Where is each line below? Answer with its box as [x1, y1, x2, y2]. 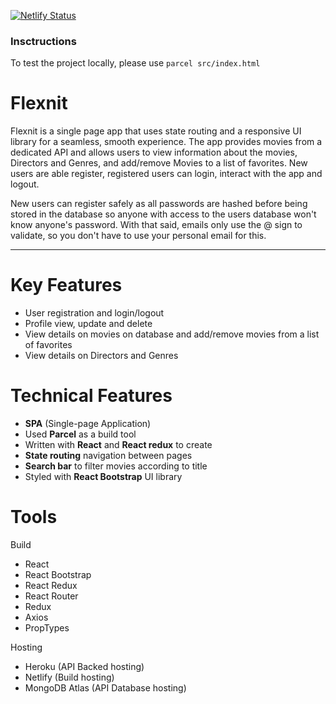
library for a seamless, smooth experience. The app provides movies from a [10, 136, 323, 148]
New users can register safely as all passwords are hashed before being [10, 198, 308, 210]
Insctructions [10, 34, 77, 48]
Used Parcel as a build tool [24, 428, 137, 440]
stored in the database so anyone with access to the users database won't [10, 208, 317, 220]
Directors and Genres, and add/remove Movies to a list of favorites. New [10, 157, 308, 169]
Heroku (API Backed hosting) [24, 661, 145, 673]
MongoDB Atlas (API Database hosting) [24, 682, 187, 694]
